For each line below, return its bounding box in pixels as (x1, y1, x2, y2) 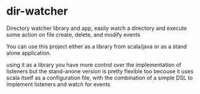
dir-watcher (6, 4, 69, 18)
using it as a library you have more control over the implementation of (6, 61, 182, 68)
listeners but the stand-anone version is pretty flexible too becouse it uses (6, 67, 194, 74)
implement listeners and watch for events (6, 81, 111, 88)
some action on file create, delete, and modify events (6, 31, 141, 38)
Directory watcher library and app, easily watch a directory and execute (6, 24, 187, 32)
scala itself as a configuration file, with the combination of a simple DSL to (6, 74, 193, 81)
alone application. (6, 49, 51, 56)
